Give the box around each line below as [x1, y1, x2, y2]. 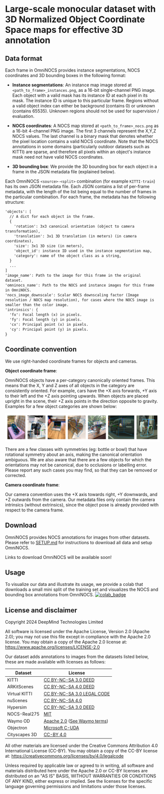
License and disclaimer [5, 606, 77, 614]
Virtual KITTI [7, 690, 33, 696]
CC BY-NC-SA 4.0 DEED [44, 684, 94, 690]
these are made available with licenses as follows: [5, 659, 106, 665]
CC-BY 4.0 [44, 732, 67, 738]
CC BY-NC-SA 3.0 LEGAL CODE [44, 690, 110, 696]
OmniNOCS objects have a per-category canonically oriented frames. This [5, 377, 155, 383]
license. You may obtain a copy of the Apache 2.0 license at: [5, 639, 127, 645]
